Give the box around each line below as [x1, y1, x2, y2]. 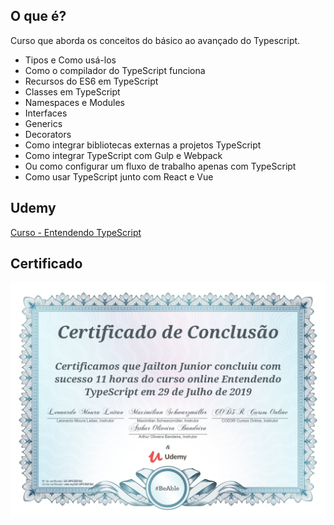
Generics [24, 117, 63, 129]
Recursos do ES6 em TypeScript [24, 75, 159, 87]
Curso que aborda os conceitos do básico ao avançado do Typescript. [10, 34, 301, 46]
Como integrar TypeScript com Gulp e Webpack [24, 149, 223, 161]
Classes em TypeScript [24, 85, 121, 98]
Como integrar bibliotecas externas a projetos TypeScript [24, 139, 262, 151]
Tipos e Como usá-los [24, 54, 117, 66]
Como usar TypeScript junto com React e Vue [24, 170, 214, 183]
